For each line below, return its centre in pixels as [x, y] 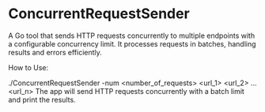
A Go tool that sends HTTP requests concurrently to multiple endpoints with [132, 35]
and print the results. [42, 99]
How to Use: [28, 67]
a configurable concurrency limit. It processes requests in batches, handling [132, 43]
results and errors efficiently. [55, 52]
